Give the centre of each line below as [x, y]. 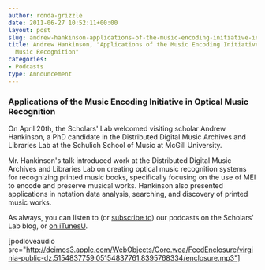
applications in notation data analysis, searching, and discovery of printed [128, 194]
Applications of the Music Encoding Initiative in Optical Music [129, 102]
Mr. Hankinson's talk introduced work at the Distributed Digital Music [120, 160]
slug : [17, 37]
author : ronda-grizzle [45, 15]
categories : [28, 60]
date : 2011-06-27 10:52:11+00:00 [63, 23]
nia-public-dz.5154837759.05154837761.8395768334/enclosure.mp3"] [124, 257]
